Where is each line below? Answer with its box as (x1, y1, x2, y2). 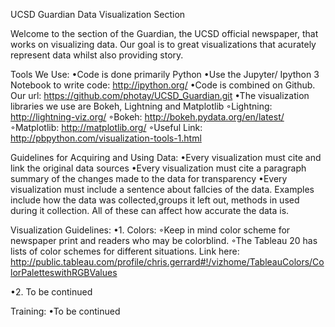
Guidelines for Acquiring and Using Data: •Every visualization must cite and (10, 152, 322, 163)
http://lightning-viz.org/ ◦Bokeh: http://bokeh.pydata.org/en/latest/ (10, 111, 285, 123)
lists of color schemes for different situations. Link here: (10, 245, 240, 257)
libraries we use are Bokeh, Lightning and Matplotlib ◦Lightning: (10, 100, 273, 112)
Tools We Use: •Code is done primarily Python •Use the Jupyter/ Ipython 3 (10, 69, 320, 80)
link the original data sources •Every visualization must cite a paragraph (10, 162, 307, 174)
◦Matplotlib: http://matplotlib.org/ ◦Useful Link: (10, 122, 203, 133)
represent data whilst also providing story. (10, 49, 184, 61)
